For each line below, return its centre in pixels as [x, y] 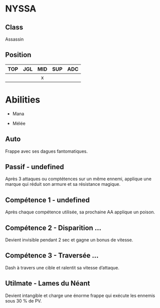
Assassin [14, 39]
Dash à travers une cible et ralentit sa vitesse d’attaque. [62, 267]
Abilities [23, 100]
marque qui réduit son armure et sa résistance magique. [63, 184]
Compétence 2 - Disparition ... [53, 228]
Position [18, 55]
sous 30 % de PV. [23, 300]
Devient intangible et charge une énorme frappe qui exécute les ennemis [80, 295]
